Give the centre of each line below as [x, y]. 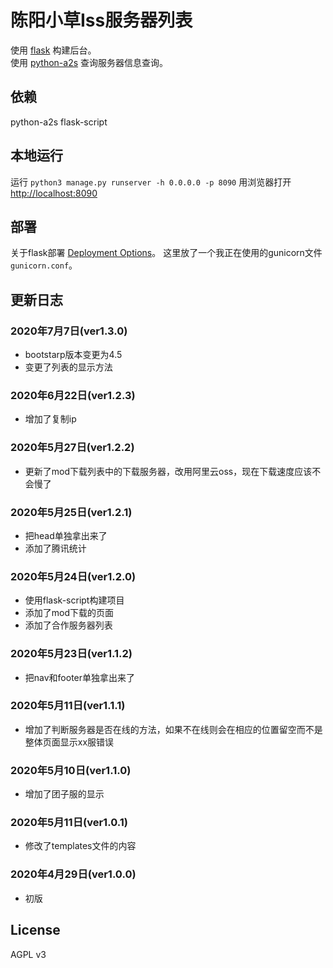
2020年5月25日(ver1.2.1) [71, 512]
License [35, 930]
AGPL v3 [28, 954]
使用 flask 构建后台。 [53, 50]
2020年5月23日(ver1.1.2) [71, 654]
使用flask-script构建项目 [74, 600]
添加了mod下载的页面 [69, 613]
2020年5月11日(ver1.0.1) [69, 823]
